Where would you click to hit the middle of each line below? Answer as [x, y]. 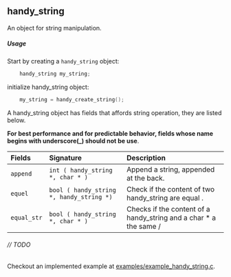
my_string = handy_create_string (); [72, 99]
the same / [144, 226]
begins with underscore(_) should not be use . [73, 141]
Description [146, 158]
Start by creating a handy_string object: [63, 61]
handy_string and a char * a [171, 218]
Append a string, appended [170, 170]
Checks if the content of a [168, 209]
